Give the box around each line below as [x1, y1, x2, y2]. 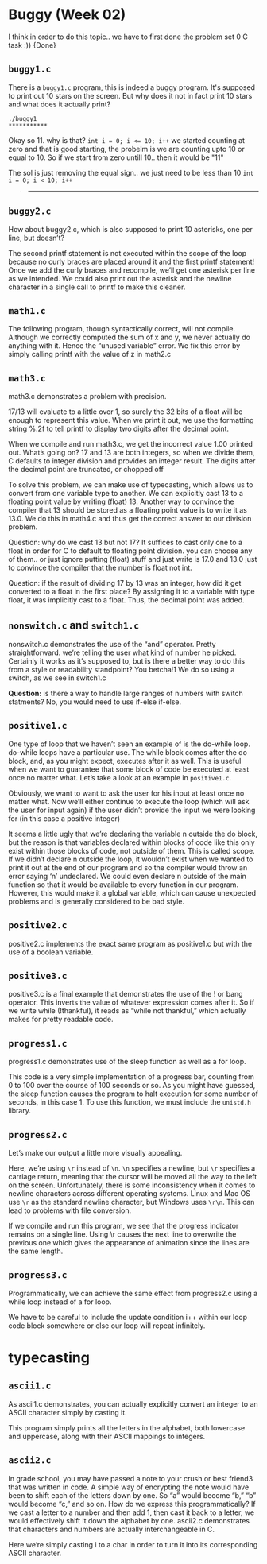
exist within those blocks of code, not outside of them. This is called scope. [8, 846, 256, 855]
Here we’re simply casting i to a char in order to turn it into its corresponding [8, 1539, 258, 1549]
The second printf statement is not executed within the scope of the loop [8, 248, 247, 257]
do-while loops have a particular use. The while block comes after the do [8, 747, 248, 757]
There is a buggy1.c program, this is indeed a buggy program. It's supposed [8, 82, 256, 92]
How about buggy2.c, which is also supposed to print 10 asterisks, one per [8, 224, 253, 234]
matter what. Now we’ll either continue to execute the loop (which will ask [8, 796, 250, 806]
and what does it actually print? [8, 99, 111, 109]
